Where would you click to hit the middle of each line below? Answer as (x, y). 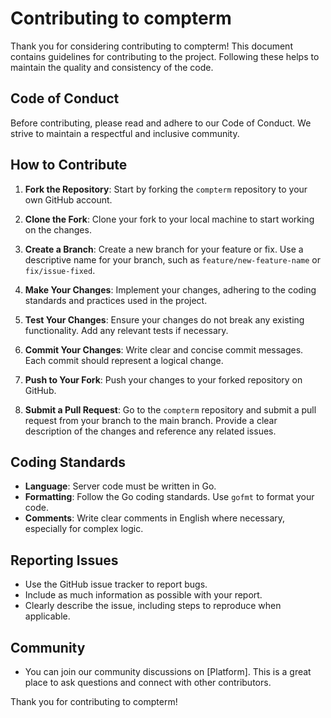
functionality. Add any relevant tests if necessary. (126, 330)
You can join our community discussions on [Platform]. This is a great (168, 671)
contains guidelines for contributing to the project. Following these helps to (165, 56)
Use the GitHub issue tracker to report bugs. (116, 584)
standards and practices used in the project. (116, 300)
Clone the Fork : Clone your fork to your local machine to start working (169, 219)
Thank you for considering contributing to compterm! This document (151, 46)
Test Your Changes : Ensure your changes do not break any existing (164, 319)
